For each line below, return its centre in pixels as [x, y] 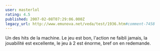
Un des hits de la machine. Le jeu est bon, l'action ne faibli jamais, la [76, 38]
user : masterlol [22, 10]
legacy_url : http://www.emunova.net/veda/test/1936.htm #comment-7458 [80, 24]
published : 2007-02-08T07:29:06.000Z [45, 19]
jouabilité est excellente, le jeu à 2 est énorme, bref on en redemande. [78, 43]
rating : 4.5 [18, 14]
